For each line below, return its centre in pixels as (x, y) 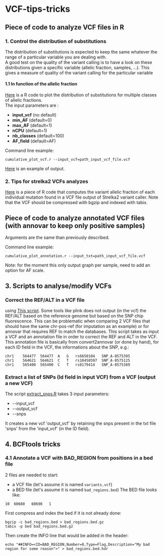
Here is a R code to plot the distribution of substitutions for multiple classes (81, 95)
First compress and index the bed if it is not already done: (63, 513)
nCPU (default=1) (30, 131)
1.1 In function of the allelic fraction (41, 84)
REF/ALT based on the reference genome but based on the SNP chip (74, 316)
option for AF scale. (25, 270)
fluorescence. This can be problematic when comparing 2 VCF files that (78, 321)
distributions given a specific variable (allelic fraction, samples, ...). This (77, 67)
